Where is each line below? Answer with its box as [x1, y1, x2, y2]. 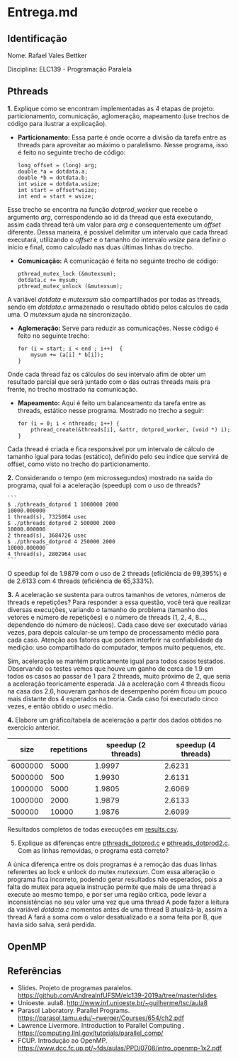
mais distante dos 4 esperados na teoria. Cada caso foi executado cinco [7, 694, 218, 703]
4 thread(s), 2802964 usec [7, 550, 87, 557]
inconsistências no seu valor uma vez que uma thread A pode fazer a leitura [7, 897, 229, 906]
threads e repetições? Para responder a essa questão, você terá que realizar [7, 598, 232, 606]
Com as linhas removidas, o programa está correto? [17, 846, 169, 854]
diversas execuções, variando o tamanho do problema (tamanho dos [7, 605, 208, 613]
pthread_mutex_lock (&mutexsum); [17, 270, 117, 277]
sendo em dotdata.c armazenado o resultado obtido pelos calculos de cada [7, 302, 229, 311]
